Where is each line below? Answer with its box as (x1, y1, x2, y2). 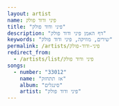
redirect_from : (7, 50, 51, 56)
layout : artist (7, 10, 51, 17)
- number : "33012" (13, 68, 68, 75)
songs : (7, 62, 26, 69)
